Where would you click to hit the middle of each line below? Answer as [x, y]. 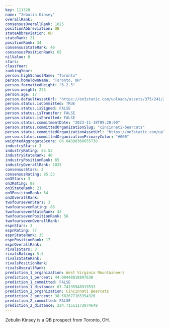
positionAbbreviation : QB [32, 29]
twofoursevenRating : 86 [30, 207]
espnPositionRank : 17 [28, 240]
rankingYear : [19, 71]
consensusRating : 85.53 [30, 174]
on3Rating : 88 [20, 184]
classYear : [17, 66]
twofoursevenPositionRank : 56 [37, 216]
